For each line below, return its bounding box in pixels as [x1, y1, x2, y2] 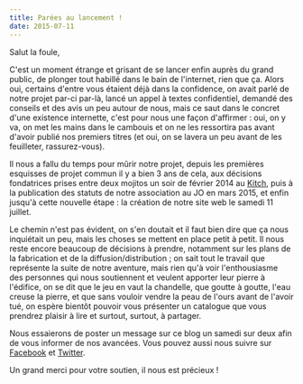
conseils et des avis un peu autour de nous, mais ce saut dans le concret [9, 102, 280, 113]
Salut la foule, [9, 46, 60, 57]
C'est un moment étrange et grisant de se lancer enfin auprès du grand [9, 64, 274, 75]
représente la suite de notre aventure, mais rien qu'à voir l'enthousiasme [9, 262, 279, 273]
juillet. [9, 206, 32, 217]
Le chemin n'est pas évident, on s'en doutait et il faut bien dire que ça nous [9, 223, 289, 235]
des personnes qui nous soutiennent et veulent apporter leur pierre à [9, 272, 266, 283]
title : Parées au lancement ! [9, 13, 124, 23]
